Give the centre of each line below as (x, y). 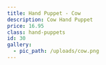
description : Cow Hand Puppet (50, 20)
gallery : (19, 45)
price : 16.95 (26, 26)
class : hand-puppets (37, 32)
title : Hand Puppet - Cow (44, 13)
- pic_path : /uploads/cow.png (56, 51)
